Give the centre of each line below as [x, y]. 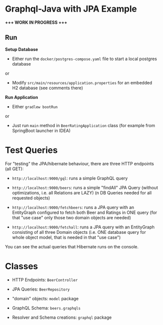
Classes [22, 266]
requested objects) [31, 198]
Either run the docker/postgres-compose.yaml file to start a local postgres [84, 59]
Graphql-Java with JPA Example [71, 9]
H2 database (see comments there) [48, 88]
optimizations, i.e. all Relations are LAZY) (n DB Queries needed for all [82, 193]
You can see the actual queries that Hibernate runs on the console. [72, 246]
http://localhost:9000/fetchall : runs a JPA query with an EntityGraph [83, 227]
